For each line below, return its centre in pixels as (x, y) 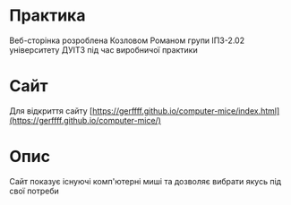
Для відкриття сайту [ (51, 111)
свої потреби (34, 191)
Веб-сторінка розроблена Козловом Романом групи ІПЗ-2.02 (127, 40)
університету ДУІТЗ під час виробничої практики (104, 49)
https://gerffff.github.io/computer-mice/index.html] (186, 111)
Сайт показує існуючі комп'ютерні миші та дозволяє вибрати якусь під (145, 181)
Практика (47, 16)
